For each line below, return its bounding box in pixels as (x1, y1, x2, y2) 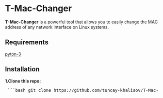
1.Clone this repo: (5, 78, 41, 84)
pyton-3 (5, 51, 21, 57)
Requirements (5, 38, 49, 47)
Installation (5, 65, 40, 73)
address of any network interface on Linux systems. (5, 24, 109, 30)
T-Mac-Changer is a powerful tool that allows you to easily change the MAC (5, 19, 158, 25)
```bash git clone (7, 87, 51, 93)
